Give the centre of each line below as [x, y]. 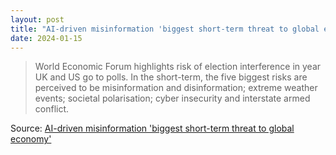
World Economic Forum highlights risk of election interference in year [178, 67]
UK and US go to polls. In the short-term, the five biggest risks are [171, 77]
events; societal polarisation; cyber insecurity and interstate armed [172, 98]
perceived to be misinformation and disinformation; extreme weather [176, 88]
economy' [31, 139]
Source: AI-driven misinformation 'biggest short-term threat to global [152, 128]
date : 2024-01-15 [46, 38]
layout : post [37, 19]
